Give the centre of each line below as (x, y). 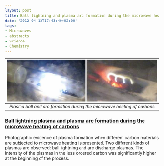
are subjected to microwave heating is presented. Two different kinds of (77, 143)
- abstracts (17, 36)
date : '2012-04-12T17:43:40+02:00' (41, 21)
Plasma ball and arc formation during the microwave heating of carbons (82, 106)
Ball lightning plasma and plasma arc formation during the (75, 121)
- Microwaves (18, 31)
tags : (10, 26)
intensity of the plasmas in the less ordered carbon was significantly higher (81, 153)
